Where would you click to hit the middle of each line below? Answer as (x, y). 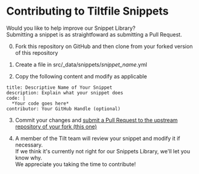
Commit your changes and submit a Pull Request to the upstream (96, 120)
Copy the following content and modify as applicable (81, 76)
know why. (29, 158)
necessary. (29, 145)
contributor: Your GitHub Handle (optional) (63, 109)
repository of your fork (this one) (56, 127)
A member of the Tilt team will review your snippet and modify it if (97, 138)
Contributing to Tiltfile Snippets (87, 11)
